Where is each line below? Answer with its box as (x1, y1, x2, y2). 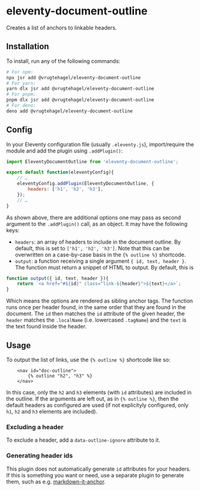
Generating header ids (6, 451, 73, 460)
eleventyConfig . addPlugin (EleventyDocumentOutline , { (17, 181, 154, 187)
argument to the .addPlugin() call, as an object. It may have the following (6, 220, 188, 227)
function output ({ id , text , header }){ (6, 275, 109, 282)
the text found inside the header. (6, 323, 87, 330)
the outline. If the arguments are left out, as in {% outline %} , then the (6, 395, 179, 402)
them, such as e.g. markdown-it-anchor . (6, 478, 106, 485)
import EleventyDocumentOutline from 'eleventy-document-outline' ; (6, 158, 179, 164)
